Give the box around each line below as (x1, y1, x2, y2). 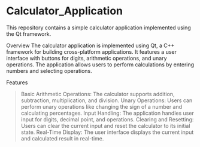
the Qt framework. (6, 30, 51, 37)
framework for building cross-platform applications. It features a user (6, 48, 177, 55)
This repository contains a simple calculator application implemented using (6, 24, 192, 31)
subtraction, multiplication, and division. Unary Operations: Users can (20, 97, 193, 104)
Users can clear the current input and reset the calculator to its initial (20, 122, 190, 129)
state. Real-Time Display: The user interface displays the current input (20, 128, 194, 136)
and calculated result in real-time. (20, 134, 104, 142)
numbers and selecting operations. (6, 67, 92, 74)
